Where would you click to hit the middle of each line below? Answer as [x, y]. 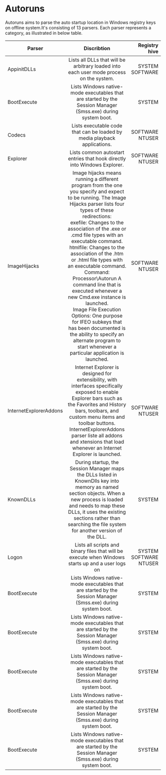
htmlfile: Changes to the [97, 247]
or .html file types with [97, 260]
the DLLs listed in [97, 474]
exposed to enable [97, 392]
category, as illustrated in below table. [44, 33]
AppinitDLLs [22, 69]
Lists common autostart [97, 152]
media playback [97, 138]
